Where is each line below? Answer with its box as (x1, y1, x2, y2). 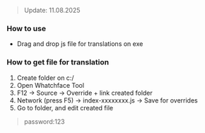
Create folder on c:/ (16, 74, 74, 82)
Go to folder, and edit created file (16, 103, 114, 112)
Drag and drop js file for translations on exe (16, 40, 143, 48)
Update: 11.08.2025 (23, 6, 81, 14)
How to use (6, 23, 47, 33)
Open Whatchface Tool (16, 81, 85, 89)
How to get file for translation (6, 57, 110, 67)
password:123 (23, 117, 65, 126)
